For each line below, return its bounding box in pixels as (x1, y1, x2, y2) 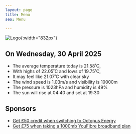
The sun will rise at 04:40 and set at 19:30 (12, 90, 100, 96)
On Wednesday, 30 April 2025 (5, 49, 102, 58)
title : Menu (5, 12, 30, 17)
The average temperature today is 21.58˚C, (12, 63, 101, 69)
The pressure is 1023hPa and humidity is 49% (12, 84, 108, 91)
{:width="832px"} (21, 35, 58, 41)
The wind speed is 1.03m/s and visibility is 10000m (12, 79, 118, 85)
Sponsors (5, 104, 36, 113)
